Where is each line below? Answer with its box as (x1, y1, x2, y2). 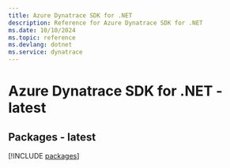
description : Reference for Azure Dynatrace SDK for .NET (8, 19, 203, 27)
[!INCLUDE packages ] (8, 151, 80, 160)
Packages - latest (8, 130, 96, 144)
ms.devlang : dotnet (8, 41, 73, 49)
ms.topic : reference (8, 33, 77, 42)
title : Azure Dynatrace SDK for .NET (8, 11, 133, 20)
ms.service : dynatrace (8, 48, 83, 56)
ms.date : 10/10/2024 (8, 26, 77, 34)
